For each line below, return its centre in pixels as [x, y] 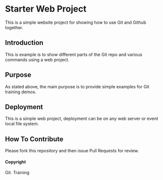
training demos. [21, 92]
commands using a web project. [37, 60]
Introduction [24, 43]
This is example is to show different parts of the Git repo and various [74, 54]
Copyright [16, 162]
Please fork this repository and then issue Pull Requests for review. [72, 151]
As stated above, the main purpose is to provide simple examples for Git [77, 86]
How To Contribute [34, 139]
